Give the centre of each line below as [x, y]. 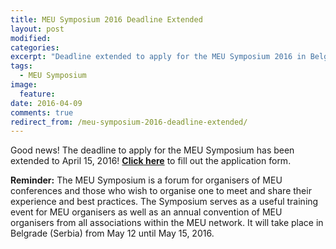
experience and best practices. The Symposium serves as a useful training [164, 202]
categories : [35, 47]
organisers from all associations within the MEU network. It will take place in [167, 223]
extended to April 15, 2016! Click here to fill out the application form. [151, 161]
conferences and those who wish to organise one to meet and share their [161, 191]
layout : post [37, 29]
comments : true [42, 112]
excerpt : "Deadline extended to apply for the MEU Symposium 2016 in [158, 57]
